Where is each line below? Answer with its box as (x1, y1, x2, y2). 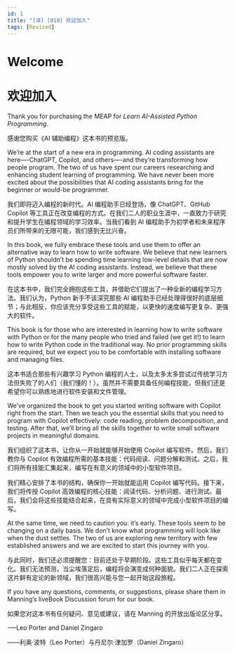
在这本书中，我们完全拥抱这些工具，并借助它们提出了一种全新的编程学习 (7, 284, 216, 293)
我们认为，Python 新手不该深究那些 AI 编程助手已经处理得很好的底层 (19, 293, 217, 302)
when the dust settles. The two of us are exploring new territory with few (7, 533, 218, 542)
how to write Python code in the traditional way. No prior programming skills (7, 340, 227, 348)
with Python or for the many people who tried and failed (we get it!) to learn (7, 332, 226, 341)
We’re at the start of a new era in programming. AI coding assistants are (7, 148, 215, 156)
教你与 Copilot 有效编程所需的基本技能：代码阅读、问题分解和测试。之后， (7, 455, 222, 463)
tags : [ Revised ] (7, 23, 55, 30)
